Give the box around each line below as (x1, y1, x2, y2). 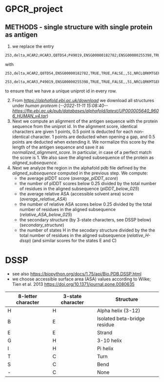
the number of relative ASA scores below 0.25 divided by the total (19, 201, 152, 207)
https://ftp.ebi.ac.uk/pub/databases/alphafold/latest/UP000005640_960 (12, 108, 159, 113)
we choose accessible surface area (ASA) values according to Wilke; (12, 276, 151, 282)
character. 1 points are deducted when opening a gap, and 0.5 (30, 134, 155, 140)
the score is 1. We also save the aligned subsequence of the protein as (12, 155, 154, 160)
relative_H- (128, 233, 151, 238)
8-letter (18, 293, 38, 299)
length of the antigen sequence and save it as (12, 144, 104, 150)
